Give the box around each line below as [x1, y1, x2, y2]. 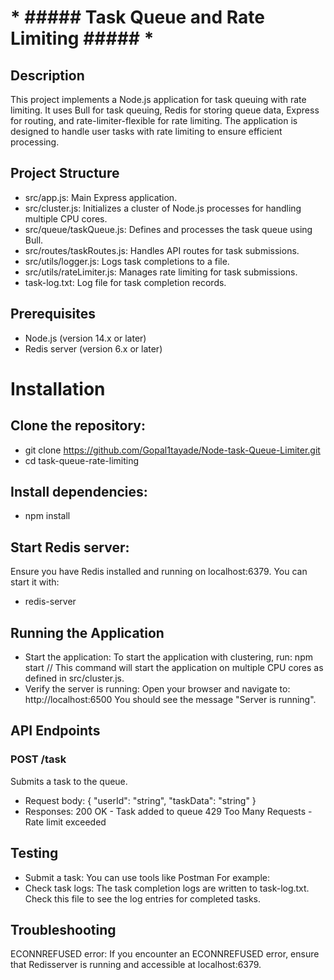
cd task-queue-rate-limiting [24, 454, 140, 466]
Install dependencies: [10, 484, 148, 501]
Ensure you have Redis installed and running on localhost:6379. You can [10, 566, 308, 578]
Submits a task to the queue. [10, 775, 128, 787]
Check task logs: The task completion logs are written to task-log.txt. [24, 882, 310, 894]
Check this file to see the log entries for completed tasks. [24, 892, 261, 905]
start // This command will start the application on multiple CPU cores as [24, 662, 324, 674]
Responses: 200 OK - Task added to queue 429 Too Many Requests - [24, 805, 313, 817]
